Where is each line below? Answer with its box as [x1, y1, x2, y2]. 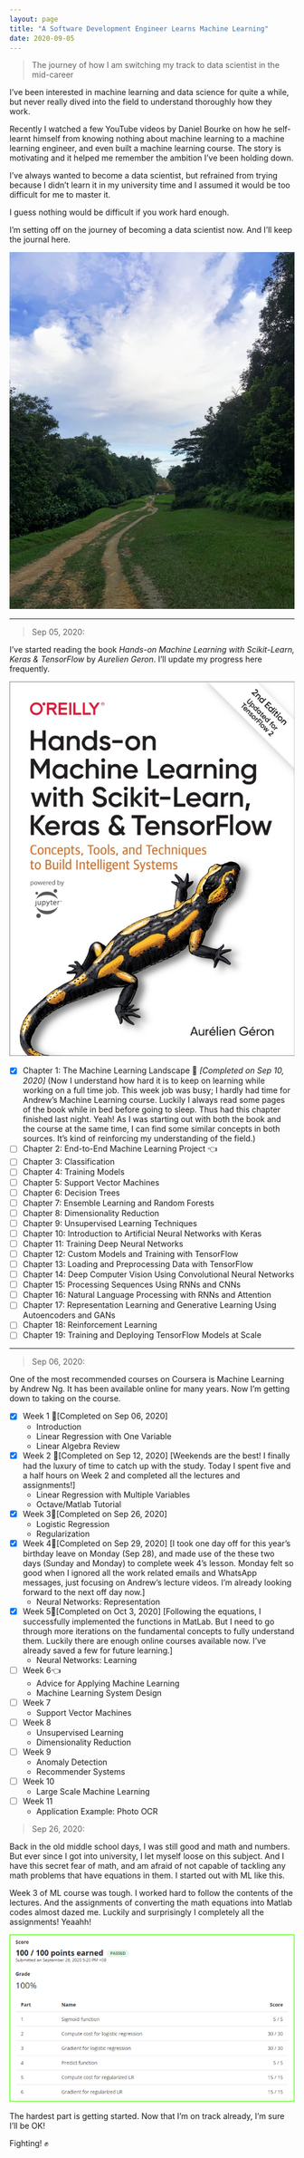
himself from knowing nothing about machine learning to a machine [33, 133, 285, 144]
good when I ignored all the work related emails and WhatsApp [22, 1567, 258, 1578]
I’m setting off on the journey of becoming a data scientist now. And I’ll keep [9, 225, 292, 236]
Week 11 [22, 1795, 53, 1807]
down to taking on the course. [9, 1393, 121, 1404]
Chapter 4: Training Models [22, 1166, 125, 1177]
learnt [9, 133, 32, 144]
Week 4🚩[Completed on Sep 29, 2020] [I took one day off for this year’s [22, 1537, 291, 1549]
